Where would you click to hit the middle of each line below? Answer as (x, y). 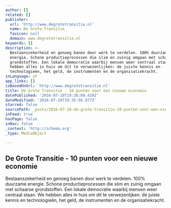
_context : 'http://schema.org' (38, 128)
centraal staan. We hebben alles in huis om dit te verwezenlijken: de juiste (83, 195)
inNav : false (19, 124)
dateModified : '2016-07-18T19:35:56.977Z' (51, 100)
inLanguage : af (21, 76)
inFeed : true (19, 114)
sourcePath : (18, 110)
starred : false (21, 105)
